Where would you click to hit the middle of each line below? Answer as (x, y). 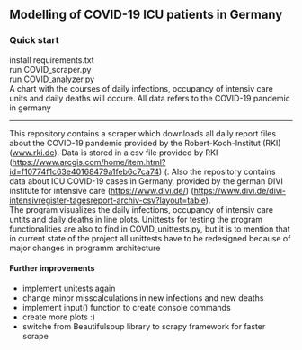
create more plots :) (59, 317)
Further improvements (52, 268)
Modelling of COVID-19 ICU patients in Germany (146, 15)
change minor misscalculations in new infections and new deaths (143, 297)
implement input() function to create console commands (126, 307)
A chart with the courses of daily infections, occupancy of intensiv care (142, 88)
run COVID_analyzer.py (52, 79)
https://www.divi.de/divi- (240, 190)
